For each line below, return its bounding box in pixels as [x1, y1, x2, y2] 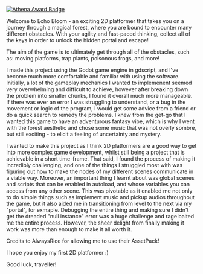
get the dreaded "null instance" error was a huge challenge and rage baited [6, 213, 195, 220]
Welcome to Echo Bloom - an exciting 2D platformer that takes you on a [6, 18, 184, 24]
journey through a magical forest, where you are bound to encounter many [6, 24, 192, 31]
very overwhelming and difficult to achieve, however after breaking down [6, 86, 188, 93]
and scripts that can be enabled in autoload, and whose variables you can [6, 181, 190, 188]
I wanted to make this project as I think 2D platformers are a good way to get [6, 142, 197, 149]
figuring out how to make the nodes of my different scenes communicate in [6, 168, 194, 175]
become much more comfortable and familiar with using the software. [6, 73, 180, 80]
